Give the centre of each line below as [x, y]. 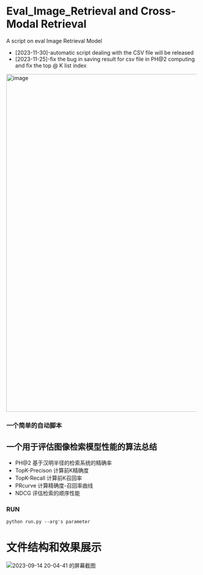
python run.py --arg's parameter [48, 522]
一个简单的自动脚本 [34, 425]
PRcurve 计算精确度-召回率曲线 [54, 485]
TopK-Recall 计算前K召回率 [49, 478]
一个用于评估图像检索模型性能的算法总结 [82, 447]
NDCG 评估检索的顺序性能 [47, 493]
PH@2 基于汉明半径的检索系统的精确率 [63, 463]
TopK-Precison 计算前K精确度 [52, 470]
